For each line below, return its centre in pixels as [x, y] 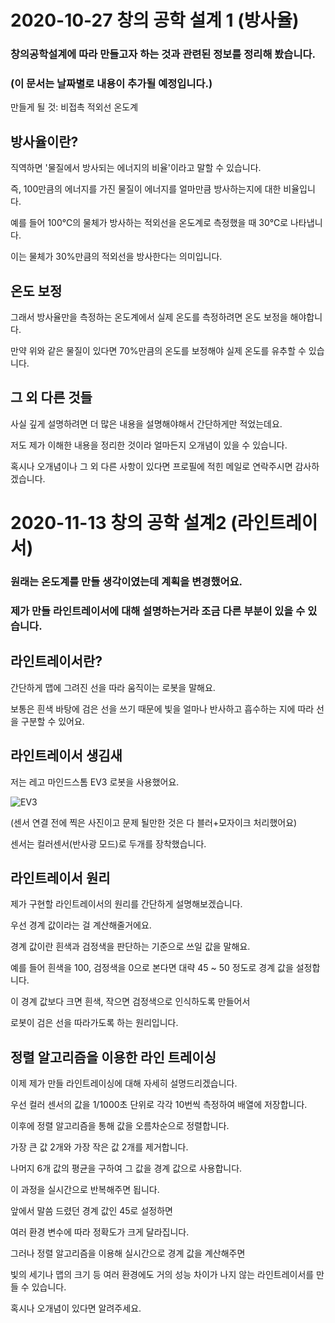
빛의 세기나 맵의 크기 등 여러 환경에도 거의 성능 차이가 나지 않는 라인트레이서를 [162, 1275]
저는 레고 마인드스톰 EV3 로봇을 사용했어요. [95, 782]
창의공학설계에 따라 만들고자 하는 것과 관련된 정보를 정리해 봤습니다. [163, 54]
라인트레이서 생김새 [66, 756]
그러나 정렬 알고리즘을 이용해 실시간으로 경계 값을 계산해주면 [128, 1253]
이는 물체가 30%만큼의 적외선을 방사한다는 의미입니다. [116, 257]
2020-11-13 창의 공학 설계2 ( [124, 523]
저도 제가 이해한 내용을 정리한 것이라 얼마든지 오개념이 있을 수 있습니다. [149, 445]
